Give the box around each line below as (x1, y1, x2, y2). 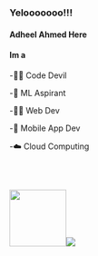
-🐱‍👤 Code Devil (9, 70, 67, 81)
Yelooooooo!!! (9, 6, 73, 19)
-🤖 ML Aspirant (9, 87, 66, 98)
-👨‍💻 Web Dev (9, 104, 61, 115)
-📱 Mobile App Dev (9, 123, 81, 133)
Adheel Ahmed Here (9, 29, 88, 40)
